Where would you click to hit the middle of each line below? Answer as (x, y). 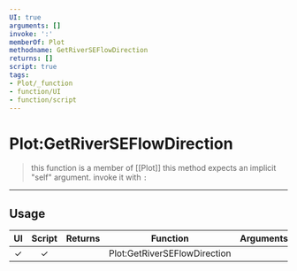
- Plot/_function (41, 83)
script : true (33, 67)
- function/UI (35, 91)
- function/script (43, 100)
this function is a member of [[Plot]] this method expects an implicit (153, 168)
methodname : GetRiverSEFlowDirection (79, 50)
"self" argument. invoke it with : (89, 177)
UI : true (25, 17)
